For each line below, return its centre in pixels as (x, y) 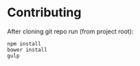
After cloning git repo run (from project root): (70, 31)
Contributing (44, 13)
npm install (24, 44)
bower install (27, 50)
